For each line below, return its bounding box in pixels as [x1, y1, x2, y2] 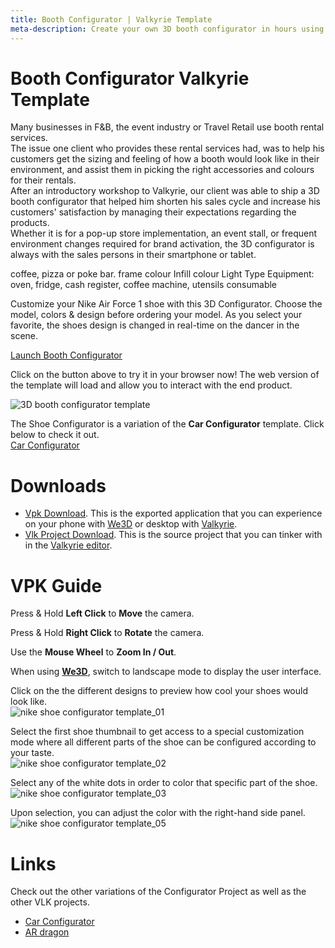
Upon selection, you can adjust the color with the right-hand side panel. [10, 807, 306, 819]
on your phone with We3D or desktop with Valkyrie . [24, 518, 238, 530]
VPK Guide [10, 574, 103, 597]
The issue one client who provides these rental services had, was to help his [10, 142, 325, 155]
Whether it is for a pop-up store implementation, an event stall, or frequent [10, 227, 317, 240]
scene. [10, 330, 39, 342]
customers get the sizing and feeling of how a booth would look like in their [10, 153, 320, 165]
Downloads [10, 474, 107, 497]
